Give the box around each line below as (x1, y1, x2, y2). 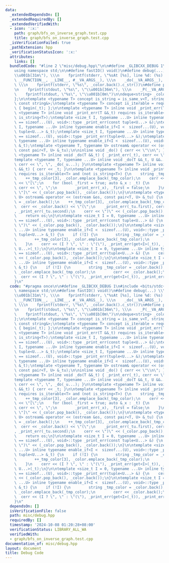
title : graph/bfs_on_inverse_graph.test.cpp (14, 36, 109, 41)
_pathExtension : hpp (10, 45, 53, 50)
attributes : (10, 54, 35, 59)
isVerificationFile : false (10, 508, 66, 514)
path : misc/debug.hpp (10, 513, 55, 518)
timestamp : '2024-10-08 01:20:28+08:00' (10, 522, 96, 528)
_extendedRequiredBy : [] (10, 17, 62, 22)
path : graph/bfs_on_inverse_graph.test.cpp (14, 31, 107, 36)
